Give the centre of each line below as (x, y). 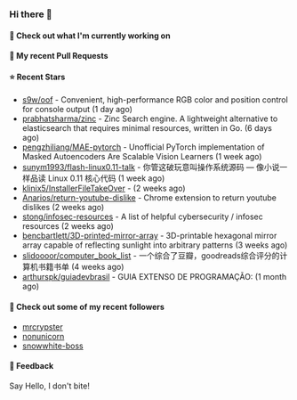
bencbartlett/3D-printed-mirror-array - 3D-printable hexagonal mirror (149, 236)
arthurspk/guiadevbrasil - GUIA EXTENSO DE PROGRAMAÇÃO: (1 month (154, 277)
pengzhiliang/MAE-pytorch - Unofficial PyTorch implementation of (143, 147)
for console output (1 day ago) (77, 110)
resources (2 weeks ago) (68, 226)
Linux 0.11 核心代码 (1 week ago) (106, 178)
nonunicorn (43, 336)
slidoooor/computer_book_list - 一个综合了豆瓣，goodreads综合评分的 (151, 256)
